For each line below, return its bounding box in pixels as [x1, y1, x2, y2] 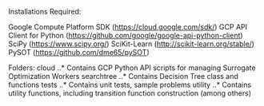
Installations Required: [8, 7, 82, 16]
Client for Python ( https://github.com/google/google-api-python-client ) [8, 31, 243, 40]
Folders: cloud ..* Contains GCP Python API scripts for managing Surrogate [8, 63, 256, 73]
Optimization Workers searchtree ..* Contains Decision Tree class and [8, 72, 238, 80]
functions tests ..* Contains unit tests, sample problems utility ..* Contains [8, 80, 252, 89]
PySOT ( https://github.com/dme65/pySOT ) [8, 48, 150, 57]
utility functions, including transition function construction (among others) [8, 88, 252, 98]
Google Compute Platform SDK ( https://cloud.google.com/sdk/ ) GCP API [8, 22, 248, 31]
